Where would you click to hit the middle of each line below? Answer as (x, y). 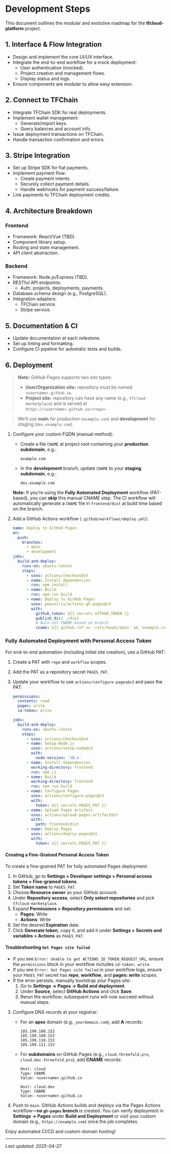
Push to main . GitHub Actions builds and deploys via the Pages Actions (87, 1105)
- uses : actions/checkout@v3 (57, 575)
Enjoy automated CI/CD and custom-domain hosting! (61, 1132)
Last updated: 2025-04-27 (34, 1146)
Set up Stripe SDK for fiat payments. (51, 168)
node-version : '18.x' (58, 758)
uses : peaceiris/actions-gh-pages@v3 (71, 604)
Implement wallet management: (46, 117)
